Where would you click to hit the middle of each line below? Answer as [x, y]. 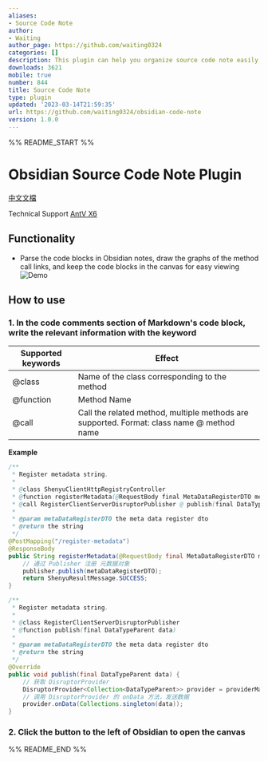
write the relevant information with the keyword [102, 332]
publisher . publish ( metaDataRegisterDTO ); [92, 571]
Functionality [42, 239]
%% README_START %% [51, 142]
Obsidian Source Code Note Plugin [125, 174]
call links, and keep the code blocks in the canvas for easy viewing [130, 266]
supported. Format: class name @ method [156, 422]
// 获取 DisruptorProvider [66, 682]
